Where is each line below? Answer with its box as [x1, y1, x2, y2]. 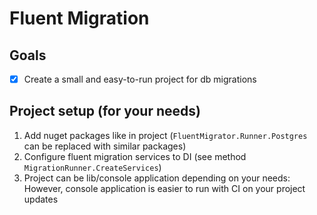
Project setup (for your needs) [9, 103, 201, 120]
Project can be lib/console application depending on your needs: [23, 172, 291, 184]
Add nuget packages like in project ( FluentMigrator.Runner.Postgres [23, 129, 308, 141]
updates [23, 193, 59, 205]
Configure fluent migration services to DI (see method [23, 150, 247, 162]
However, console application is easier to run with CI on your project [23, 182, 306, 194]
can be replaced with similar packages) [23, 140, 187, 152]
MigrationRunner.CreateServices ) [23, 161, 162, 173]
